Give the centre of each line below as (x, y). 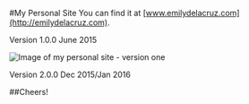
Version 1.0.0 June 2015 (53, 40)
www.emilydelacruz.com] (193, 13)
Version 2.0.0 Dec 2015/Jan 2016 (70, 74)
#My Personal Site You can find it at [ (77, 13)
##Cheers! (29, 92)
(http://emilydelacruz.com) (59, 22)
